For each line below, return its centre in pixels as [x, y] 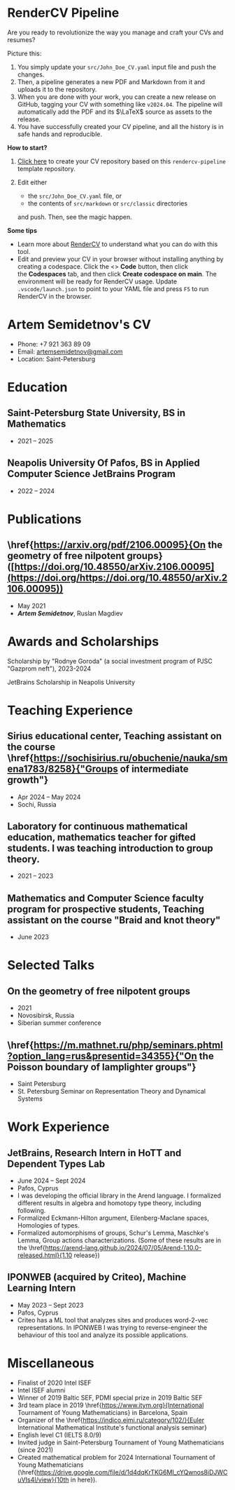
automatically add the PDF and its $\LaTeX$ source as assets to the [115, 112]
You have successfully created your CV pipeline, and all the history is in [120, 126]
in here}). [84, 1479]
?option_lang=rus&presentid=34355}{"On [102, 1056]
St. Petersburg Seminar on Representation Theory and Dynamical [112, 1092]
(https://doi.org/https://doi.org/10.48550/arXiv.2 [117, 578]
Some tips [22, 230]
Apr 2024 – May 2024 [49, 797]
